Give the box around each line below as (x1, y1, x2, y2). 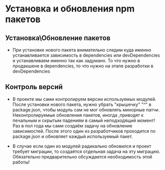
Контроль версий (5, 83, 63, 91)
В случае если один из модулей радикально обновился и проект (12, 143, 151, 149)
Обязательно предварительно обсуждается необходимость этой (12, 153, 152, 159)
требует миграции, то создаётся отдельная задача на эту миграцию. (12, 148, 161, 154)
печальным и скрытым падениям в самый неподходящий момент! (12, 117, 155, 123)
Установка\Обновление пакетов (5, 34, 111, 42)
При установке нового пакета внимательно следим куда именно (12, 47, 151, 53)
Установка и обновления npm (5, 3, 135, 15)
